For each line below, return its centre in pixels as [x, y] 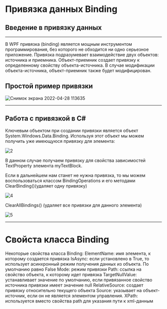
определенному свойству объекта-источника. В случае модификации [80, 65]
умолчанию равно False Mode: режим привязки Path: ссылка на [73, 269]
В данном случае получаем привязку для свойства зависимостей [75, 160]
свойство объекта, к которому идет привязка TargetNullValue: [71, 274]
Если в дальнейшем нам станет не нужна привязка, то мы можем [75, 175]
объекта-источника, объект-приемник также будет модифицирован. [78, 70]
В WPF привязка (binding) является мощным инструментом [69, 44]
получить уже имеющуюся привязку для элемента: [60, 141]
